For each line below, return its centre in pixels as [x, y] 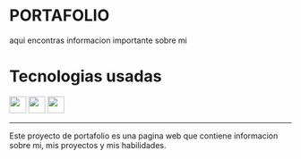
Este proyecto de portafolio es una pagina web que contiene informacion [144, 136]
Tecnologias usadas [86, 76]
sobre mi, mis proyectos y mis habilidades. [88, 145]
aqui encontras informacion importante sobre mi [99, 40]
